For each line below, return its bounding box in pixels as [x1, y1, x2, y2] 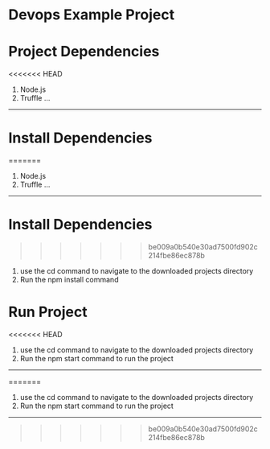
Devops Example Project [8, 6, 175, 24]
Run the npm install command [19, 275, 119, 284]
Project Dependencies [8, 43, 160, 61]
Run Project [8, 303, 88, 321]
